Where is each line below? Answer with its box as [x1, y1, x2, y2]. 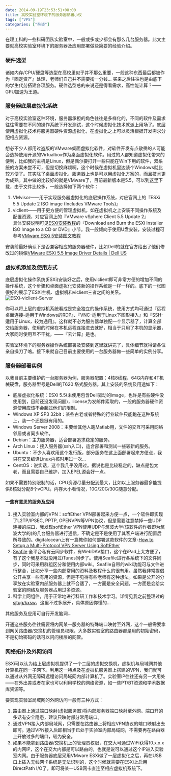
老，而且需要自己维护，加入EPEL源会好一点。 [12, 468, 108, 475]
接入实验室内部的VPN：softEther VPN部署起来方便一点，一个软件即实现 [12, 511, 163, 517]
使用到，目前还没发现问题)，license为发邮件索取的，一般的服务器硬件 [12, 398, 159, 405]
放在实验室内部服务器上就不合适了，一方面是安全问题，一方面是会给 [17, 580, 160, 586]
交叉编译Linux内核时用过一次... [21, 456, 87, 462]
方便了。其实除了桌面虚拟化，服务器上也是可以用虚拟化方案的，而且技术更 [9, 171, 166, 177]
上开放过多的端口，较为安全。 [12, 733, 75, 739]
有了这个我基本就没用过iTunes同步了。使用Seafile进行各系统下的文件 [12, 555, 157, 561]
